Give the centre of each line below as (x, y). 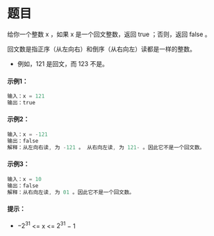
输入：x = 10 (24, 179)
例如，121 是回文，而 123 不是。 (63, 63)
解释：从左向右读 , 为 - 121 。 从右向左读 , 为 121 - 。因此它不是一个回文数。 (106, 147)
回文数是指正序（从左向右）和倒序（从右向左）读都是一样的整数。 (101, 49)
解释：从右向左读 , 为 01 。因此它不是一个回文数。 (71, 192)
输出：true (22, 103)
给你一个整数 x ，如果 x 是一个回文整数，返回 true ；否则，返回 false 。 (109, 34)
